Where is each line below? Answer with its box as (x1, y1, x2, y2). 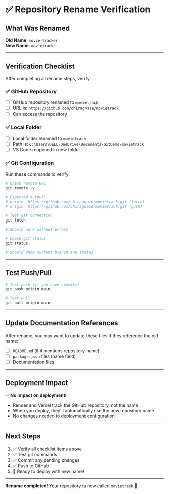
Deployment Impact (5, 378, 68, 387)
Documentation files (12, 359, 54, 365)
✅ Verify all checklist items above (12, 446, 82, 452)
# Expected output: (5, 194, 46, 200)
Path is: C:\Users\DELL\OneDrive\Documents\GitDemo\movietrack (12, 141, 144, 147)
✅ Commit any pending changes (12, 457, 80, 463)
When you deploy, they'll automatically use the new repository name (12, 407, 154, 413)
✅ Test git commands (12, 451, 58, 457)
